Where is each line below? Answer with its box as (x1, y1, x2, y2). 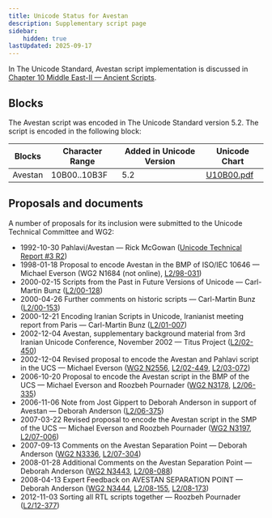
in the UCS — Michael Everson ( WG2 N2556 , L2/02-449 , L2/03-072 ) (19, 363, 251, 372)
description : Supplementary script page (8, 19, 147, 28)
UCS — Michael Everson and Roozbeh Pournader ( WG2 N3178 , (19, 380, 232, 389)
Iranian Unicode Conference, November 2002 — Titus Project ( (19, 337, 231, 346)
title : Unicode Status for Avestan (8, 11, 129, 20)
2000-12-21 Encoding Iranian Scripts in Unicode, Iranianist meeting (19, 311, 244, 321)
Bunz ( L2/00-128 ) (43, 285, 104, 295)
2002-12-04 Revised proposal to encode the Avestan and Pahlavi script (19, 354, 259, 364)
